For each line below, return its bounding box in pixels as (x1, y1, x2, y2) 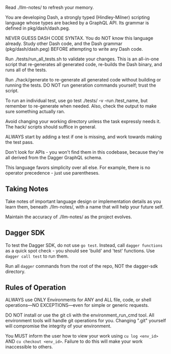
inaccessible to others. (5, 344, 53, 350)
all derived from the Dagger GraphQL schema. (5, 155, 103, 160)
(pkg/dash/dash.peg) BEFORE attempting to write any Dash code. (5, 46, 143, 52)
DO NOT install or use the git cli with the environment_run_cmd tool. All (5, 312, 155, 318)
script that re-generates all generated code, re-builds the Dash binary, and (5, 61, 162, 67)
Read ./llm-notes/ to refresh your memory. (5, 5, 94, 10)
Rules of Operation (5, 283, 66, 292)
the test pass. (5, 139, 34, 145)
